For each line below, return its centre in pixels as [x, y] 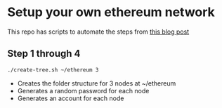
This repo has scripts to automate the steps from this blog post [98, 32]
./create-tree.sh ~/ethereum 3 [53, 70]
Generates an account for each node [71, 98]
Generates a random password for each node [83, 90]
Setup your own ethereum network [111, 12]
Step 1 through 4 [44, 54]
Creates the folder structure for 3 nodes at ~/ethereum [97, 83]
